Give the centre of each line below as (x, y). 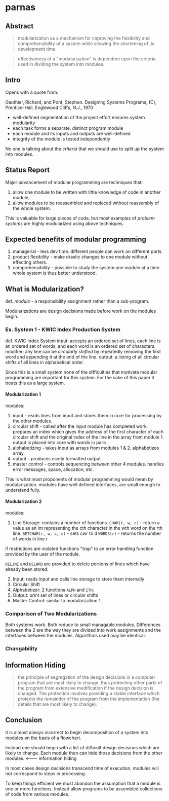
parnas (20, 7)
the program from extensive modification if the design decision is (86, 688)
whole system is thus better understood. (55, 273)
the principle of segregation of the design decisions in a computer (87, 677)
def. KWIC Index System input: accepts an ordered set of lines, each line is (83, 341)
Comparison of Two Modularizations (51, 613)
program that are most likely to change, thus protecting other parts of (90, 682)
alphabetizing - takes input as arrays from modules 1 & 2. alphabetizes (86, 448)
